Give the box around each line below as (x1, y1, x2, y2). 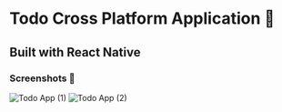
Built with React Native (9, 45, 141, 60)
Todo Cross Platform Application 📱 (9, 8, 276, 29)
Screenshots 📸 (9, 72, 76, 85)
